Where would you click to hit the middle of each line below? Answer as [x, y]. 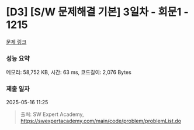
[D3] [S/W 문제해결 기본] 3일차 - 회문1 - [97, 12]
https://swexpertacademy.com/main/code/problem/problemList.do [101, 121]
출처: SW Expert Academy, [52, 114]
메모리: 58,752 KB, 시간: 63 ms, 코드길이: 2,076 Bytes [69, 72]
